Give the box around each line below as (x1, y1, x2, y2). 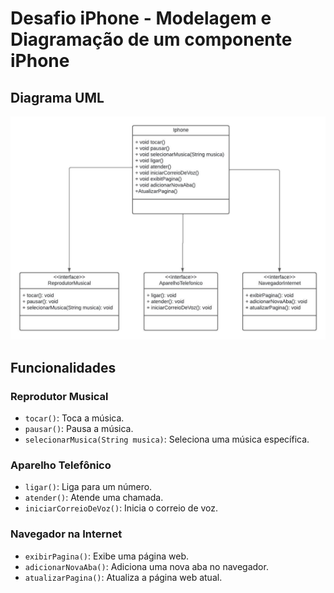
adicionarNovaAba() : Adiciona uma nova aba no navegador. (24, 560, 269, 572)
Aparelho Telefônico (10, 458, 112, 472)
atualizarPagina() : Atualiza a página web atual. (24, 571, 223, 583)
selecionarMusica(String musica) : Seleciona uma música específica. (24, 433, 310, 446)
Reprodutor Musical (10, 389, 109, 403)
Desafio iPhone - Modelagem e (10, 7, 272, 30)
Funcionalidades (10, 359, 117, 376)
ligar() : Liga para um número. (24, 481, 153, 493)
